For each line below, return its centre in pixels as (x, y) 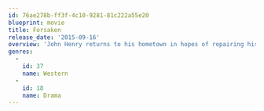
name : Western (45, 73)
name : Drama (42, 95)
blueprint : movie (37, 23)
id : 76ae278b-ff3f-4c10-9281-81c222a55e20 (79, 15)
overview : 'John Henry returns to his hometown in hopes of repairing (126, 45)
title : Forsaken (35, 30)
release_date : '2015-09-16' (54, 37)
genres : (21, 52)
